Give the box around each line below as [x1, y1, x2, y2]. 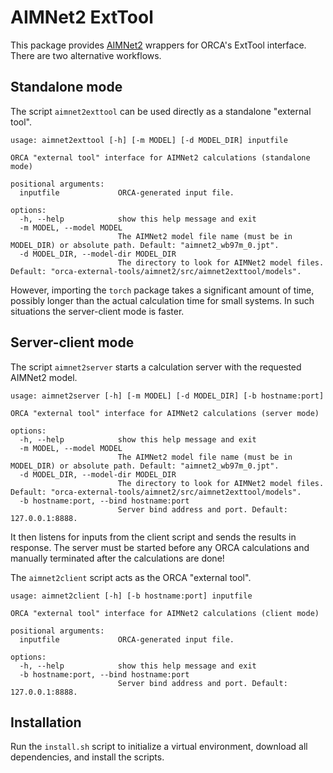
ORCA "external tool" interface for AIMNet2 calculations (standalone [10, 152, 311, 163]
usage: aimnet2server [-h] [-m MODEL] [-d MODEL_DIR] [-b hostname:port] [10, 391, 325, 401]
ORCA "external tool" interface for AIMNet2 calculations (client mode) [10, 608, 320, 618]
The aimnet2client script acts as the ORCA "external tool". [10, 571, 252, 583]
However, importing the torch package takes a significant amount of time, [10, 284, 315, 296]
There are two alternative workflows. [10, 49, 162, 61]
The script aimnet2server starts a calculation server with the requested [10, 361, 302, 373]
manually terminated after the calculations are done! [10, 552, 225, 564]
